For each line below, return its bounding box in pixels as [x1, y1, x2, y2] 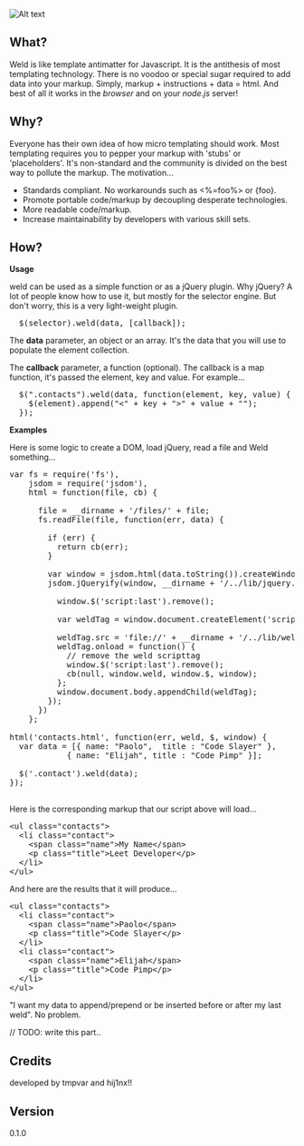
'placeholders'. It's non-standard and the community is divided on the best [9, 157, 288, 168]
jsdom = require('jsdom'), [28, 479, 148, 489]
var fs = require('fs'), [9, 470, 119, 480]
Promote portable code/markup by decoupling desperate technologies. [22, 194, 288, 205]
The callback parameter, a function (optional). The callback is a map [9, 363, 265, 374]
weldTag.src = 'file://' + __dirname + [57, 633, 234, 643]
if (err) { [47, 533, 96, 543]
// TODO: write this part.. [9, 1027, 101, 1038]
